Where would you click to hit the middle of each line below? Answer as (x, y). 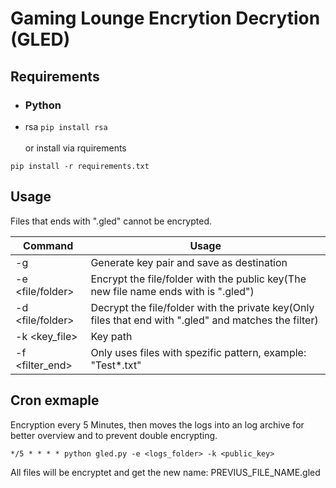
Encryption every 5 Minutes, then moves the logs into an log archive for (157, 424)
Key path (111, 336)
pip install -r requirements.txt (80, 166)
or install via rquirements (75, 148)
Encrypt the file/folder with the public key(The (198, 279)
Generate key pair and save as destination (189, 262)
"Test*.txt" (116, 365)
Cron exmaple (55, 400)
